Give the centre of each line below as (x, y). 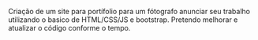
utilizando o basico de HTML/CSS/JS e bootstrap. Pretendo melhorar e (123, 20)
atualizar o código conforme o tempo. (69, 28)
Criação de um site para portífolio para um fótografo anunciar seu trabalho (129, 11)
